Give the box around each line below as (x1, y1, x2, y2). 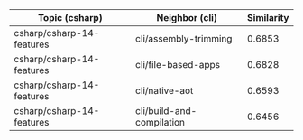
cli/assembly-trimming (134, 33, 233, 44)
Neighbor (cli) (156, 12, 218, 23)
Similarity (246, 12, 289, 23)
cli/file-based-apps (134, 59, 221, 70)
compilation (134, 117, 186, 128)
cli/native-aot (134, 85, 194, 97)
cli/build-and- (134, 105, 197, 117)
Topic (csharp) (37, 12, 103, 23)
